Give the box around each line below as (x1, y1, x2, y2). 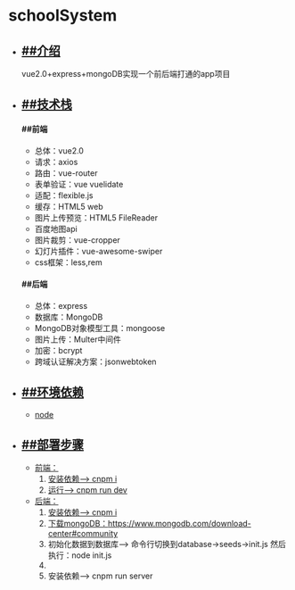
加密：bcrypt (34, 345, 83, 355)
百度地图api (34, 223, 78, 234)
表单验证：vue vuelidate (34, 179, 124, 189)
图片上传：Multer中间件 (34, 334, 121, 345)
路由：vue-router (34, 167, 98, 179)
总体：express (34, 300, 88, 311)
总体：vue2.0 (34, 145, 84, 156)
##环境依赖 (20, 385, 85, 400)
